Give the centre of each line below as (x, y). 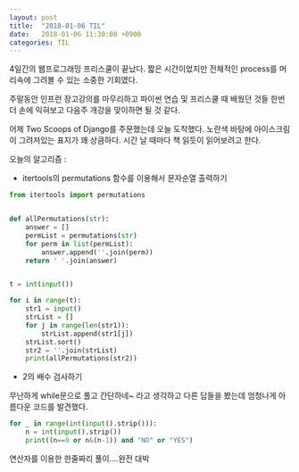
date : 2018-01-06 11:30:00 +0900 (75, 34)
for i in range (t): (46, 301)
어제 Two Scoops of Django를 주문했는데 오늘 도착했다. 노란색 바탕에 (131, 129)
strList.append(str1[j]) (87, 334)
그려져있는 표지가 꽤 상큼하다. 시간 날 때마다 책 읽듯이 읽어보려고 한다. (140, 140)
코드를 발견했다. (60, 407)
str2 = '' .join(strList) (71, 350)
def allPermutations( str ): (59, 219)
